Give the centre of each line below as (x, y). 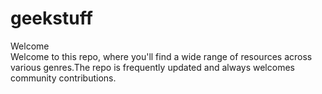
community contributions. (63, 78)
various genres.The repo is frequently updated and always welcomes (152, 67)
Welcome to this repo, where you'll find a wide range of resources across (161, 56)
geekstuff (51, 18)
